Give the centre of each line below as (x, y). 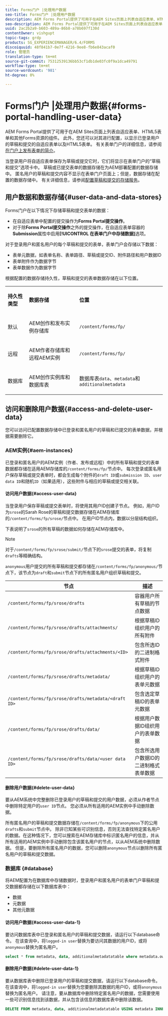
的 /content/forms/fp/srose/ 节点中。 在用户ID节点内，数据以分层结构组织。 (83, 518)
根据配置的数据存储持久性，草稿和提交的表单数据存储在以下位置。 (73, 278)
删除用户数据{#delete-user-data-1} (42, 969)
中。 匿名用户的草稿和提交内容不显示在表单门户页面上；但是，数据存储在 (80, 173)
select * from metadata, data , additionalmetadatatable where (71, 956)
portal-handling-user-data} (64, 117)
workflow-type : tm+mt (28, 66)
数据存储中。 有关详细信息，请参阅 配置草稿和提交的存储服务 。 (78, 180)
